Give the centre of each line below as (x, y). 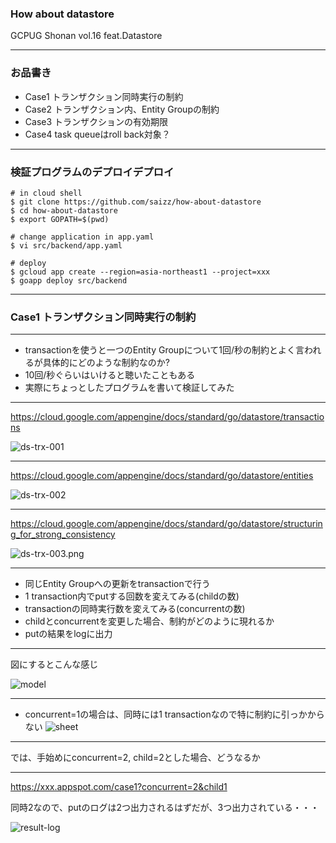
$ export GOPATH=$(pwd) (60, 219)
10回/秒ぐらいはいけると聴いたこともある (110, 375)
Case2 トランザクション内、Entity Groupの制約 (122, 109)
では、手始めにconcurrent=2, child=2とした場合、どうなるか (135, 758)
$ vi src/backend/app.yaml (66, 245)
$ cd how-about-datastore (64, 210)
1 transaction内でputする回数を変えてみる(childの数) (132, 596)
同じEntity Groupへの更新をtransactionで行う (117, 584)
